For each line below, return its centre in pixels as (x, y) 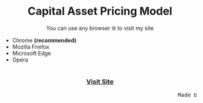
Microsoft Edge (32, 53)
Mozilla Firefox (31, 46)
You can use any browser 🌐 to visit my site (100, 28)
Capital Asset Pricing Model (100, 11)
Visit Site (100, 82)
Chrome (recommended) (44, 40)
